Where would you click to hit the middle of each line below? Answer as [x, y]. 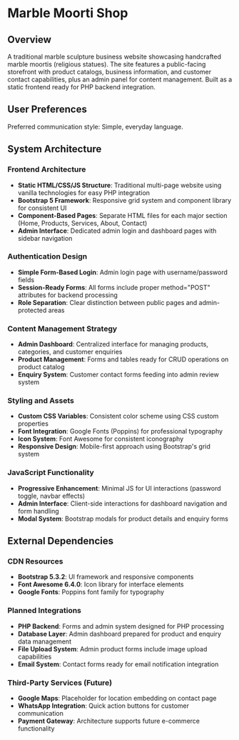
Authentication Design [47, 256]
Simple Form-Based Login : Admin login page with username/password [123, 272]
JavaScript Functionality [51, 473]
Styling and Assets [41, 401]
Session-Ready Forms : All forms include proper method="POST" [114, 287]
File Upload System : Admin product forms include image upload [112, 649]
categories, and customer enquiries [70, 352]
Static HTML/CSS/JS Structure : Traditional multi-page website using [119, 185]
